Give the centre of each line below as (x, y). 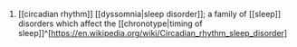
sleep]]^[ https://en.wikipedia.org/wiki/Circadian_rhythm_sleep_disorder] (153, 33)
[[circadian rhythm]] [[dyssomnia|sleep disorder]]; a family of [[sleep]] (149, 14)
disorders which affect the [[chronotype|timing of (110, 23)
